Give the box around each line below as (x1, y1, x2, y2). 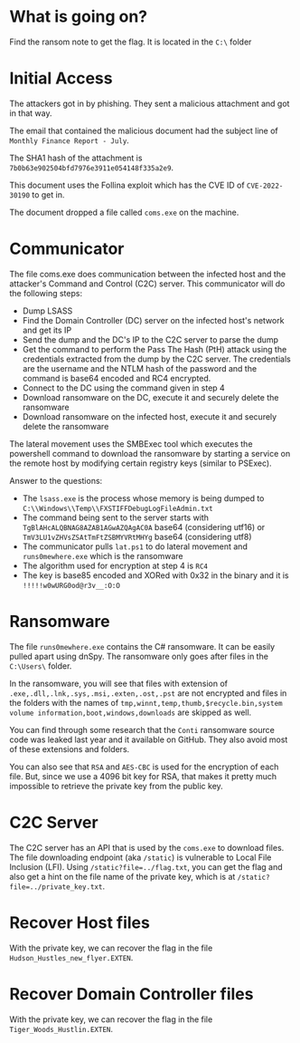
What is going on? (9, 6, 148, 27)
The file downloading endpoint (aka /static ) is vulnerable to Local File (9, 852, 272, 863)
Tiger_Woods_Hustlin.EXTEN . (9, 1023, 114, 1034)
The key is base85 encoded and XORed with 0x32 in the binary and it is (22, 569, 289, 581)
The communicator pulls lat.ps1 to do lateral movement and (22, 541, 248, 552)
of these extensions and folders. (9, 743, 130, 754)
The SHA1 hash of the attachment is (9, 152, 143, 163)
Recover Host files (9, 913, 151, 932)
